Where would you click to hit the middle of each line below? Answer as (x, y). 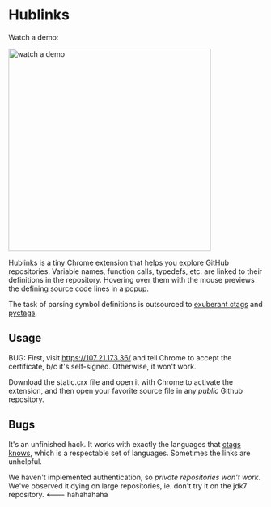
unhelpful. (25, 461)
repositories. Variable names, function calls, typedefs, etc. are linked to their (135, 271)
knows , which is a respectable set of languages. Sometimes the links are (129, 453)
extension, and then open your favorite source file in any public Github (126, 390)
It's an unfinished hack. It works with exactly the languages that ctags (125, 444)
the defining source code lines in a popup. (79, 288)
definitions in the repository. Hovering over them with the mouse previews (131, 279)
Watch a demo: (34, 37)
